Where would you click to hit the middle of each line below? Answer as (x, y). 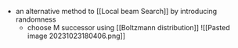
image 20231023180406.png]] (76, 36)
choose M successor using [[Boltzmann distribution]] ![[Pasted (129, 27)
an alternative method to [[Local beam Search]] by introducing (116, 11)
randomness (36, 19)
